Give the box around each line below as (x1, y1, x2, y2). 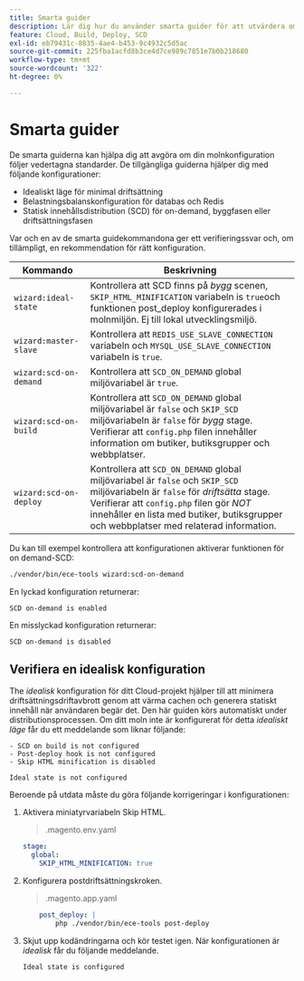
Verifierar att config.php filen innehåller (90, 425, 258, 438)
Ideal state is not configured (9, 773, 128, 782)
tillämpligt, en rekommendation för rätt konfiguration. (9, 242, 206, 253)
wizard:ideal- (14, 292, 75, 303)
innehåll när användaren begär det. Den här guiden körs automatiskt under (9, 704, 288, 716)
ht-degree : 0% (9, 73, 63, 82)
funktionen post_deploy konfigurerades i (90, 301, 262, 314)
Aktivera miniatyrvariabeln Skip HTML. (22, 807, 166, 818)
